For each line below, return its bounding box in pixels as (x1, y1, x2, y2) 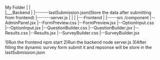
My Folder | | (5, 5, 31, 10)
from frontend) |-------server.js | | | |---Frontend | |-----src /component (5, 15, 149, 20)
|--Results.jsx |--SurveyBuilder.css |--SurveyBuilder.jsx (29, 30, 140, 36)
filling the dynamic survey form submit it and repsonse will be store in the (5, 45, 152, 50)
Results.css (5, 30, 28, 36)
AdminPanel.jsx (5, 20, 36, 25)
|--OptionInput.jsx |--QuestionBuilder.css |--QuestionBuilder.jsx (5, 25, 133, 31)
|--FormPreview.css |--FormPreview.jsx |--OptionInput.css (37, 20, 154, 25)
